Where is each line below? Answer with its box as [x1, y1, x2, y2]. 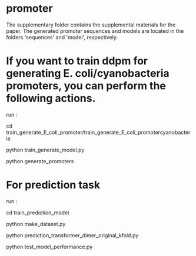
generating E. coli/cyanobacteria [6, 67, 170, 80]
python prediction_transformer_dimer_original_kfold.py [6, 231, 139, 239]
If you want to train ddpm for [6, 55, 148, 68]
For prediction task [6, 178, 101, 192]
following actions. [6, 92, 96, 105]
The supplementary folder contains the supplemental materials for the [6, 21, 176, 28]
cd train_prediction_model [6, 209, 69, 216]
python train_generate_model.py [6, 146, 85, 153]
